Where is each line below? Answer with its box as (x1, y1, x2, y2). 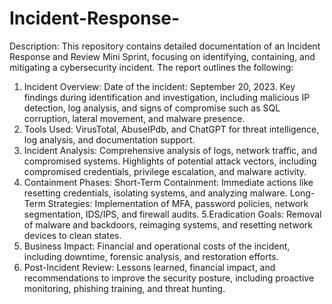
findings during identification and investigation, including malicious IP (23, 91, 311, 103)
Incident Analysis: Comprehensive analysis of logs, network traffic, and (23, 144, 318, 156)
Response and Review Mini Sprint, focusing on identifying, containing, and (9, 50, 316, 62)
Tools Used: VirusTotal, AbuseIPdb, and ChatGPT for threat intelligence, (23, 123, 320, 135)
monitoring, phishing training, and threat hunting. (23, 282, 226, 294)
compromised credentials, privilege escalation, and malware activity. (23, 165, 307, 177)
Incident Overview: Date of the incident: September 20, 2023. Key (23, 80, 296, 92)
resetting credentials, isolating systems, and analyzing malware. (23, 187, 288, 199)
